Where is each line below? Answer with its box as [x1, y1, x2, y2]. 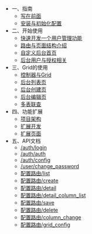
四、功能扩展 [11, 108, 43, 115]
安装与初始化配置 [20, 20, 62, 26]
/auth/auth [20, 151, 46, 157]
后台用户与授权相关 [20, 56, 67, 63]
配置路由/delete [20, 206, 59, 213]
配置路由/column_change [20, 214, 81, 220]
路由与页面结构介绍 [20, 42, 67, 49]
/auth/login [20, 144, 47, 151]
